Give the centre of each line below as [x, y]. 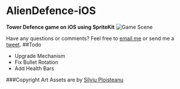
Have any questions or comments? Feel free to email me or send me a [90, 38]
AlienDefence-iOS [51, 11]
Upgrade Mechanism [40, 56]
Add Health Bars [34, 68]
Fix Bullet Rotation [36, 62]
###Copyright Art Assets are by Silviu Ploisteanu [65, 80]
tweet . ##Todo [24, 44]
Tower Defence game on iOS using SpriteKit [60, 27]
